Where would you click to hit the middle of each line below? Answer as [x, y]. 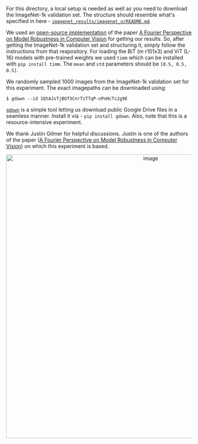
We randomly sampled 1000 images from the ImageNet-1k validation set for [98, 81]
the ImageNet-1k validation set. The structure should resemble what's [90, 15]
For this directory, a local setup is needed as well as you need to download [97, 9]
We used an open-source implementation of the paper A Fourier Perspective [99, 32]
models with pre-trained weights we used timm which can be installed [99, 58]
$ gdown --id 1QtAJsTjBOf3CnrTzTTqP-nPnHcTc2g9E [67, 99]
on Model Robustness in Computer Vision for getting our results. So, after [95, 39]
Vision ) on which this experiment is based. [57, 146]
